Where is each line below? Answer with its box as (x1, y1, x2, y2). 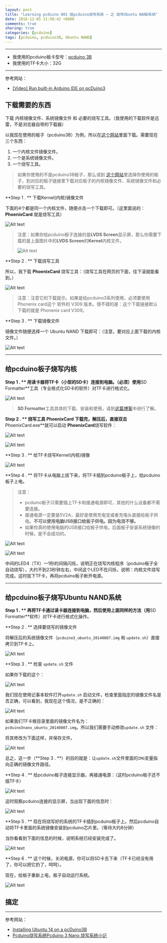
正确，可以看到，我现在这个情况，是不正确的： (9, 698, 105, 704)
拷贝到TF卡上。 (5, 641, 37, 647)
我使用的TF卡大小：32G (12, 60, 62, 66)
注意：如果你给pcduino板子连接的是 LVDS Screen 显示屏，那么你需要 (17, 232, 158, 237)
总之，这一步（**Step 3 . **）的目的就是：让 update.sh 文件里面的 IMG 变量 (5, 755, 154, 761)
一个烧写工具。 (12, 161, 43, 167)
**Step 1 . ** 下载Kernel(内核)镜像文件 (5, 194, 84, 200)
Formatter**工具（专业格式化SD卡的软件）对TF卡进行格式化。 (5, 385, 133, 391)
